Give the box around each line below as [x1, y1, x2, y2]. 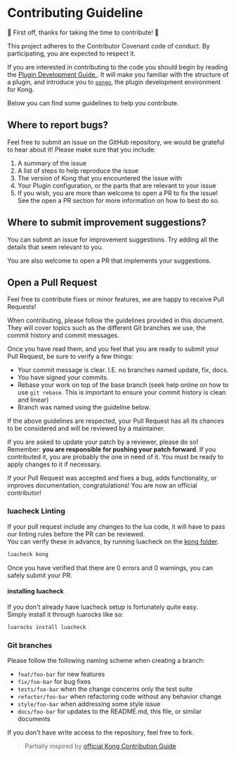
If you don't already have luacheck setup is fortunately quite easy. [7, 603, 198, 611]
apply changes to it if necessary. [7, 460, 102, 468]
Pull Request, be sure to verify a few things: [7, 353, 133, 361]
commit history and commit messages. [7, 331, 119, 340]
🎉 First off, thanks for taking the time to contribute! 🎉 [7, 28, 159, 37]
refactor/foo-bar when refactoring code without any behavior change [17, 692, 222, 700]
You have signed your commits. [17, 374, 109, 382]
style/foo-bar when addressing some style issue [17, 699, 161, 708]
